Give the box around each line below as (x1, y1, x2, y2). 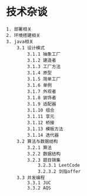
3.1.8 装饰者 (27, 94, 56, 100)
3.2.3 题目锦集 (27, 157, 61, 163)
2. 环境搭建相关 (6, 32, 41, 38)
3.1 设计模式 (16, 45, 45, 50)
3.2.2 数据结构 (27, 151, 61, 157)
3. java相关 (6, 39, 34, 45)
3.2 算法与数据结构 (16, 138, 58, 144)
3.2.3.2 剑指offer (37, 168, 81, 174)
